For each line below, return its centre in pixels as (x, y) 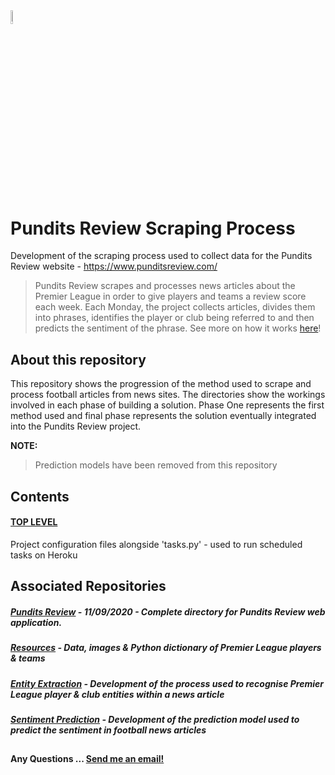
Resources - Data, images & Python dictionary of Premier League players (166, 648)
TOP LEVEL (34, 522)
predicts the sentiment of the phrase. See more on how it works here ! (178, 328)
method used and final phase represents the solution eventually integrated (163, 416)
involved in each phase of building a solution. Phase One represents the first (167, 405)
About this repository (78, 359)
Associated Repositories (88, 586)
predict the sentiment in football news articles (108, 730)
